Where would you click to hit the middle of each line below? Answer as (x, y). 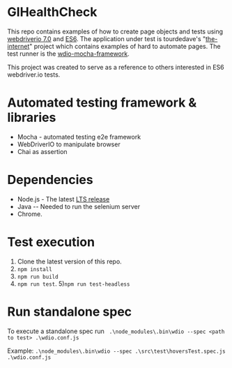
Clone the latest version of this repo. (69, 261)
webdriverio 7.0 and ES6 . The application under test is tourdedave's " (107, 38)
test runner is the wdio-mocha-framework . (69, 54)
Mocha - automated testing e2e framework (79, 137)
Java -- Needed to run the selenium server (79, 206)
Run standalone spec (70, 312)
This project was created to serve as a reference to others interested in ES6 (116, 67)
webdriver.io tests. (34, 75)
